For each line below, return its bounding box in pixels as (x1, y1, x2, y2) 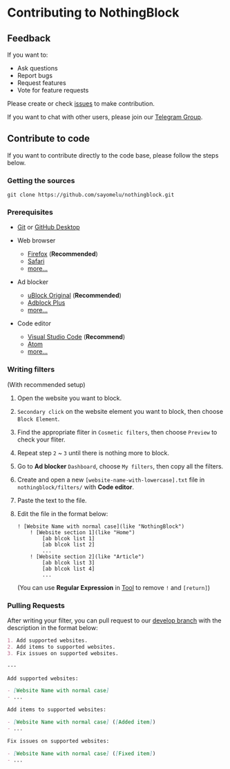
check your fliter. (17, 435, 66, 444)
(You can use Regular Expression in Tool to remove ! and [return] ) (17, 583, 211, 591)
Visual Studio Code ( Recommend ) (27, 333, 126, 341)
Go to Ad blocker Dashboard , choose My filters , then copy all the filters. (17, 462, 224, 471)
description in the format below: (7, 624, 98, 632)
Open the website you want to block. (17, 394, 122, 402)
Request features (17, 79, 67, 87)
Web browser (17, 236, 56, 245)
